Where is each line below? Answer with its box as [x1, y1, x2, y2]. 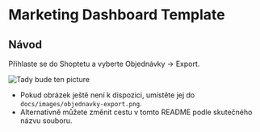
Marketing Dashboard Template [8, 6, 225, 24]
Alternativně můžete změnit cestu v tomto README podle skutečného [19, 107, 253, 117]
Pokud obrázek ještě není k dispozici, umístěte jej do [19, 90, 195, 100]
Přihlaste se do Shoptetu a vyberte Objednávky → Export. [8, 59, 200, 68]
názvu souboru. [19, 116, 73, 126]
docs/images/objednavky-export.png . [19, 99, 143, 108]
